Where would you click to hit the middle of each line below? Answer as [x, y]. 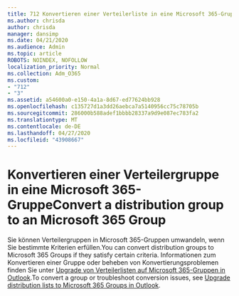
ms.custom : [23, 80]
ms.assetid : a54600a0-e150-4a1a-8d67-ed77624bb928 [84, 100]
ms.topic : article [34, 54]
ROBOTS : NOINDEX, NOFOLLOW [47, 60]
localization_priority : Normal [54, 67]
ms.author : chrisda [36, 21]
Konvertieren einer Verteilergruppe [113, 175]
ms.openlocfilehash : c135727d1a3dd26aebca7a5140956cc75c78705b [103, 107]
